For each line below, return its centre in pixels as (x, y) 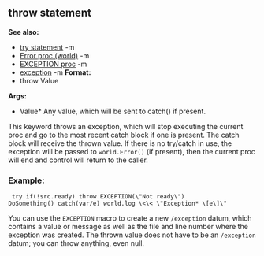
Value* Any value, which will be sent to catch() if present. (113, 111)
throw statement (50, 13)
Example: (26, 180)
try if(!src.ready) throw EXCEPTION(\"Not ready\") (98, 197)
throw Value (39, 80)
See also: (24, 32)
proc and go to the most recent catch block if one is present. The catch (124, 135)
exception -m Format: (55, 72)
